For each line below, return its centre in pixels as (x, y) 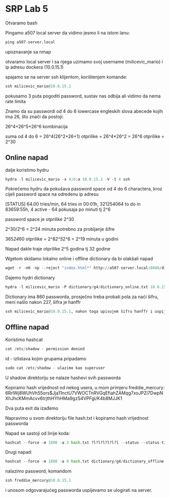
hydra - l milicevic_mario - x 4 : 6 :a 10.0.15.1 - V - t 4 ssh (68, 179)
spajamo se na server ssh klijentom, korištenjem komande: (66, 77)
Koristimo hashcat (24, 339)
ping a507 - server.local (30, 42)
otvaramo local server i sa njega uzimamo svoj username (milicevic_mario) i (84, 61)
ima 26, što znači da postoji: (34, 116)
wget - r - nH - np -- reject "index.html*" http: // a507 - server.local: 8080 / (83, 268)
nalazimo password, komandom (38, 471)
